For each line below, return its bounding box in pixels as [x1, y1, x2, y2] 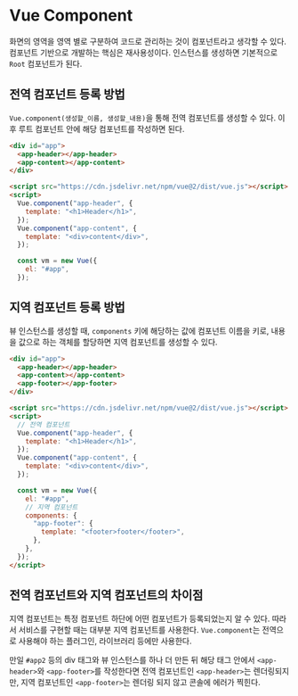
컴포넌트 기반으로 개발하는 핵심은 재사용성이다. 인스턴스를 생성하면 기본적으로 [9, 46, 278, 58]
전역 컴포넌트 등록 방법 [9, 87, 126, 103]
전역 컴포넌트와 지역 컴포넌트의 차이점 [9, 588, 204, 603]
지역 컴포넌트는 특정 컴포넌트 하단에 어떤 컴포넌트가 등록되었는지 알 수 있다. [9, 613, 270, 624]
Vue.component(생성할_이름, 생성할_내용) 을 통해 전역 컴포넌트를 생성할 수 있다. [9, 112, 277, 123]
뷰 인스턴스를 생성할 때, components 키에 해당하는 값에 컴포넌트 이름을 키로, [9, 325, 270, 336]
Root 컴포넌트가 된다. [9, 58, 83, 69]
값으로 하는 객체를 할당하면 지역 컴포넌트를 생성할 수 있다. [18, 336, 218, 347]
